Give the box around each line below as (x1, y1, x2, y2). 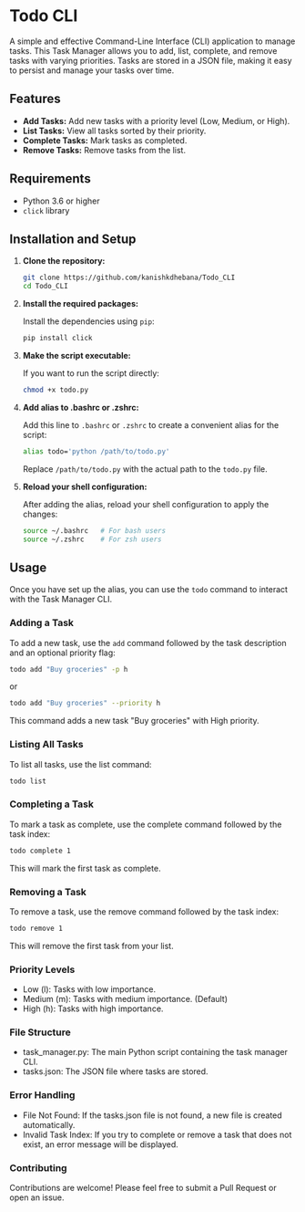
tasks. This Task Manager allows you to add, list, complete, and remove (9, 45, 278, 56)
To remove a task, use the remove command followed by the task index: (9, 906, 280, 917)
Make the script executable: (22, 350, 132, 360)
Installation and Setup (9, 231, 137, 246)
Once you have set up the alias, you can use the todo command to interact (9, 584, 289, 595)
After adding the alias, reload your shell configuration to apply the (22, 498, 269, 509)
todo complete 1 (9, 846, 71, 855)
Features (9, 91, 61, 107)
